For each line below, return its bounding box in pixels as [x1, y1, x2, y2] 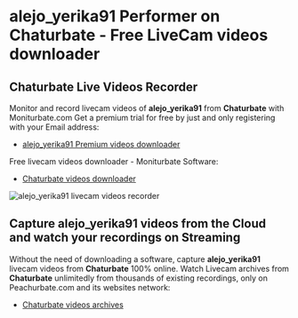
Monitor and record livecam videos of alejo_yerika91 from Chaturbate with [9, 103, 285, 113]
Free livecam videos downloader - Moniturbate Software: [9, 156, 219, 166]
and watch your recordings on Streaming [9, 230, 241, 245]
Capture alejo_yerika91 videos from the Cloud [9, 216, 267, 232]
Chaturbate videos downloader [21, 173, 136, 184]
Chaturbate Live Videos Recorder [9, 79, 198, 94]
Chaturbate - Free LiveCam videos [9, 25, 269, 45]
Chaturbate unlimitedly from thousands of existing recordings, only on [9, 273, 269, 283]
